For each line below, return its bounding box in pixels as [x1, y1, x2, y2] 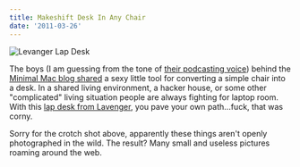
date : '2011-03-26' [9, 21, 82, 30]
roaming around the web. [9, 146, 103, 157]
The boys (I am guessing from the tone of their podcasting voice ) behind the [9, 63, 291, 74]
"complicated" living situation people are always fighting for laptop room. [9, 91, 279, 103]
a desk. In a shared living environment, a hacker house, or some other [9, 82, 267, 93]
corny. [9, 111, 33, 121]
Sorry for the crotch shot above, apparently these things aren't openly [9, 128, 268, 138]
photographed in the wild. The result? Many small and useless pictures [9, 138, 270, 148]
